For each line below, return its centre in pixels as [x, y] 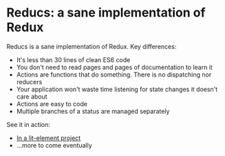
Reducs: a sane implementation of [106, 13]
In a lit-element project [49, 138]
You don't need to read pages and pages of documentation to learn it [114, 67]
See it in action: [29, 124]
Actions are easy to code [52, 104]
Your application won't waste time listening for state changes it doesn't [117, 89]
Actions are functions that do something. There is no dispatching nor [114, 75]
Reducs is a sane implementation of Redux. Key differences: [92, 46]
